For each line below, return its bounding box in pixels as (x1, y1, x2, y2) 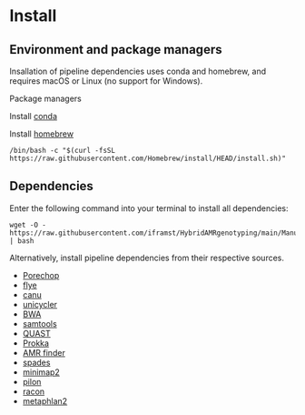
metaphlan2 (22, 395, 68, 406)
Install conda (9, 111, 57, 121)
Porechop (22, 269, 60, 280)
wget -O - (9, 220, 47, 229)
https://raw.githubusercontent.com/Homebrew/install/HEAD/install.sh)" (9, 154, 286, 163)
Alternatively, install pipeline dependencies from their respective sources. (9, 252, 284, 263)
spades (22, 357, 51, 368)
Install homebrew (9, 128, 74, 139)
